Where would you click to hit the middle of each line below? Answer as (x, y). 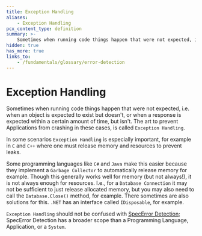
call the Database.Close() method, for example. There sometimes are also (98, 196)
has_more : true (25, 51)
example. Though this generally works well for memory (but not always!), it (99, 177)
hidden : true (23, 46)
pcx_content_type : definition (44, 29)
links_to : (19, 57)
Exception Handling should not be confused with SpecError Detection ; (93, 214)
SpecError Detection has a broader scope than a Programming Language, (97, 220)
